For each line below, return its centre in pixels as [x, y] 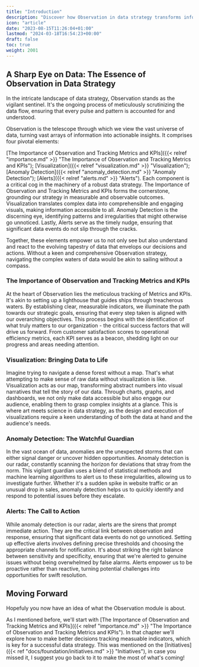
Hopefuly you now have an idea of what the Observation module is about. [96, 608]
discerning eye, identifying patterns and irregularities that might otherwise [97, 216]
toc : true [18, 45]
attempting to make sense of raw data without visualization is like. [86, 379]
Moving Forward [37, 594]
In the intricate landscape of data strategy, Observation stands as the [91, 98]
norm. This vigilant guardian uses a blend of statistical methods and [89, 471]
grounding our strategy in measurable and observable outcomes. [85, 197]
